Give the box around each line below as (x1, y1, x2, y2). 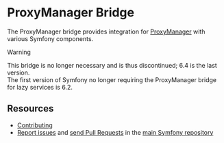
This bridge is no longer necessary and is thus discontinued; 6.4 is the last (7, 61, 217, 69)
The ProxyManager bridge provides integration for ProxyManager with (7, 27, 206, 36)
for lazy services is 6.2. (7, 83, 73, 91)
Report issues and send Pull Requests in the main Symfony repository (16, 128, 214, 136)
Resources (7, 103, 54, 114)
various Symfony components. (7, 34, 94, 42)
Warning (7, 48, 31, 56)
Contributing (16, 121, 53, 129)
